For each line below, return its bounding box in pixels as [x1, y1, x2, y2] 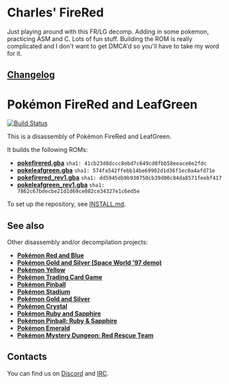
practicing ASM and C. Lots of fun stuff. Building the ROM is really [7, 34, 193, 42]
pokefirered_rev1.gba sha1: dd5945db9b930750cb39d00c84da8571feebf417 [16, 173, 222, 182]
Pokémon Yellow [16, 266, 66, 274]
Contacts [7, 351, 48, 363]
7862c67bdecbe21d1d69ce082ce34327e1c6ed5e [16, 188, 140, 195]
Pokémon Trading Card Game [16, 273, 103, 281]
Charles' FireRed [7, 5, 104, 21]
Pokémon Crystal [16, 303, 68, 311]
